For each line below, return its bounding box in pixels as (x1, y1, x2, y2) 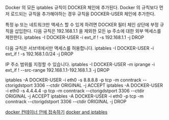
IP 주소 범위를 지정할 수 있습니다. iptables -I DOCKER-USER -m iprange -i (5, 62, 155, 67)
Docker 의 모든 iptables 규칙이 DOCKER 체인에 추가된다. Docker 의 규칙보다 (5, 5, 158, 10)
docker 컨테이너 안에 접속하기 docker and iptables (5, 109, 108, 115)
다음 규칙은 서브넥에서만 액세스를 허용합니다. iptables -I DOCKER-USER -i (5, 45, 154, 51)
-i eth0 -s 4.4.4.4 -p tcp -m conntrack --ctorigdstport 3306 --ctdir (5, 88, 145, 94)
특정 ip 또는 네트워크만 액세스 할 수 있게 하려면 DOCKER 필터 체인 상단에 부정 (5, 22, 159, 27)
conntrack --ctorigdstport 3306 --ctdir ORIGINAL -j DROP (5, 99, 127, 104)
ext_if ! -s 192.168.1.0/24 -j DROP (5, 51, 74, 57)
